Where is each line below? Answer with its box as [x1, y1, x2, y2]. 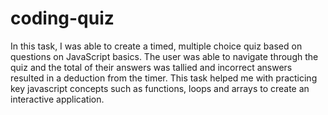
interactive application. [10, 93, 105, 105]
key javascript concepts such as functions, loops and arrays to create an [10, 82, 310, 94]
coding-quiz [10, 7, 115, 30]
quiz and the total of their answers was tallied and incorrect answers [10, 61, 293, 73]
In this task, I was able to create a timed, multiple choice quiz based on [10, 40, 303, 52]
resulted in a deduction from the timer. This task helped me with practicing [10, 72, 318, 84]
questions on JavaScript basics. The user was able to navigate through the [10, 50, 319, 62]
